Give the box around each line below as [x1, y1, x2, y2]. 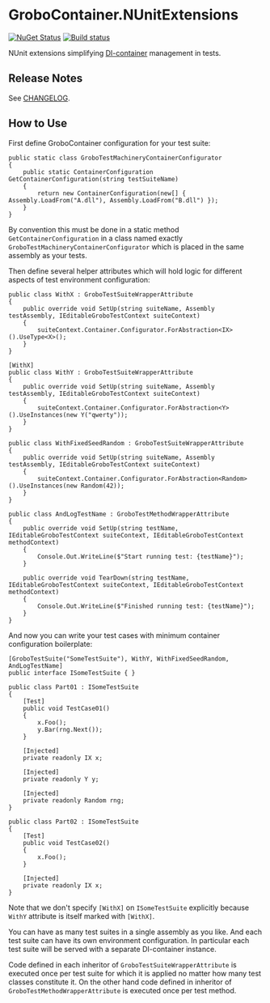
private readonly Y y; [23, 775, 99, 783]
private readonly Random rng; [23, 796, 125, 805]
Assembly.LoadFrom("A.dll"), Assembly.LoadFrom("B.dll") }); [8, 196, 219, 204]
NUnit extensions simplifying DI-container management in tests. [8, 48, 221, 57]
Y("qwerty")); [80, 410, 129, 419]
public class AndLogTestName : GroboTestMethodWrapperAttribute [8, 510, 230, 518]
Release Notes [8, 71, 83, 86]
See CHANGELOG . [8, 93, 70, 103]
